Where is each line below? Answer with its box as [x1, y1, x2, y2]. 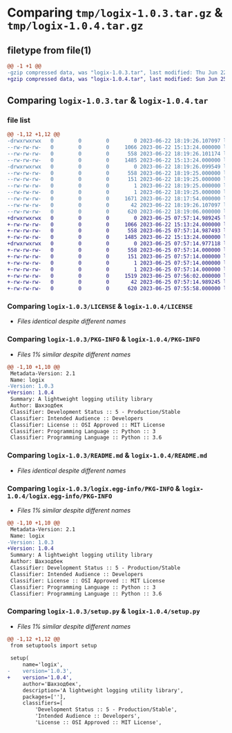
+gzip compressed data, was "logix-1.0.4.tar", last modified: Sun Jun [7, 75, 217, 82]
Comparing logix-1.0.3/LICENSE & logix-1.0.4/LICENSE [7, 302, 193, 312]
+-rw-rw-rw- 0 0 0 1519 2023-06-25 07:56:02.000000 [7, 272, 221, 279]
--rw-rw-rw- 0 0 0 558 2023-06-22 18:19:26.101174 [7, 150, 221, 157]
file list [7, 115, 31, 125]
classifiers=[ [22, 700, 64, 707]
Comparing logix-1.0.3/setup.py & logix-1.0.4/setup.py [7, 607, 200, 616]
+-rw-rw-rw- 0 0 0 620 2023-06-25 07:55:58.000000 [7, 285, 221, 292]
